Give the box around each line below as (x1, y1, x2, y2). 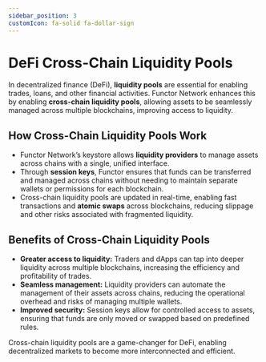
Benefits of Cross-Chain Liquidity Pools (8, 233, 210, 247)
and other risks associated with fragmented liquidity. (19, 210, 194, 219)
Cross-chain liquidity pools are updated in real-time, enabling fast (19, 193, 237, 203)
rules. (19, 322, 39, 332)
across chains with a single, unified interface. (19, 159, 170, 168)
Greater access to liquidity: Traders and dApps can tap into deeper (19, 254, 244, 264)
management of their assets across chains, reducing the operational (19, 288, 246, 298)
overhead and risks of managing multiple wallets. (19, 297, 183, 307)
